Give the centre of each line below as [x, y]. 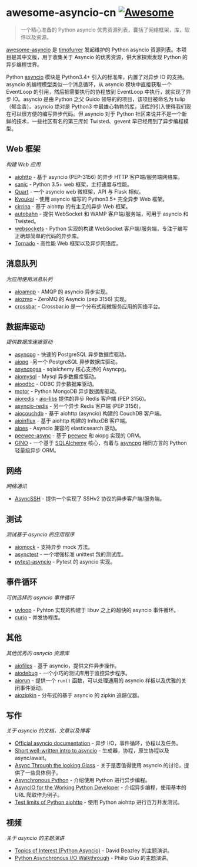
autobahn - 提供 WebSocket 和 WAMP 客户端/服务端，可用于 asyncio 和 [101, 214]
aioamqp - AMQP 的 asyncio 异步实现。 [63, 292]
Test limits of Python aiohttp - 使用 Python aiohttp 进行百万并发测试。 [98, 802]
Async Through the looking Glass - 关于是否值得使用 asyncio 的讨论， [99, 765]
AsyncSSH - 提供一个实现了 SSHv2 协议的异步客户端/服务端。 [90, 499]
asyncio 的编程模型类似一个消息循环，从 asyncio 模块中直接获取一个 [89, 84]
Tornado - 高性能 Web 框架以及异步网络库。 [68, 243]
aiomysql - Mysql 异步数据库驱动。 [57, 377]
